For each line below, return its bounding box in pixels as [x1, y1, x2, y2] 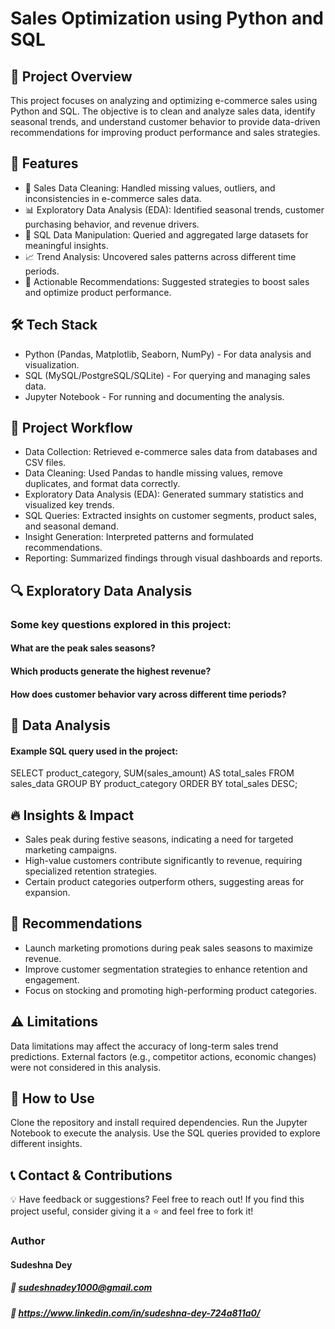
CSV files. [24, 457, 67, 469]
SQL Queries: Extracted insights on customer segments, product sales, [24, 510, 318, 522]
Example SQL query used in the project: [10, 745, 178, 757]
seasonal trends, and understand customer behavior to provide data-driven [10, 116, 321, 127]
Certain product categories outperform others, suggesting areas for [24, 875, 305, 887]
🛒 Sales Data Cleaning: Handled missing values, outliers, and [24, 182, 276, 194]
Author [10, 1234, 46, 1248]
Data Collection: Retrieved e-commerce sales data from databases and [24, 446, 318, 458]
